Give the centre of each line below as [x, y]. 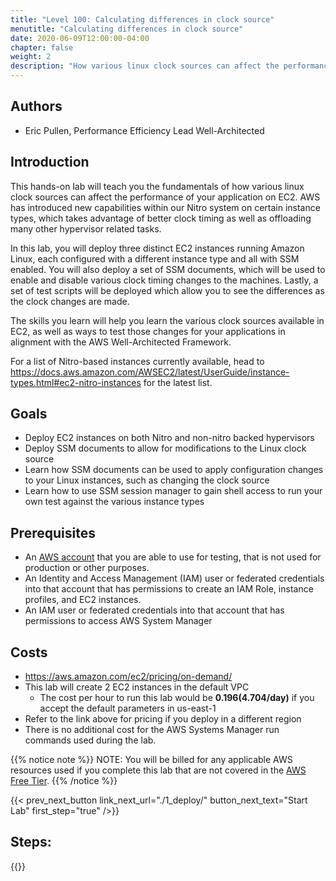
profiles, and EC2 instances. [83, 600]
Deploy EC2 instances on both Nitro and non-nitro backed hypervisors [169, 438]
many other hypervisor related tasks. [86, 228]
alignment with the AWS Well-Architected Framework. [121, 342]
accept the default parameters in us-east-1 [128, 708]
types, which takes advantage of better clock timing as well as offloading [161, 218]
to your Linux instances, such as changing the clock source [147, 480]
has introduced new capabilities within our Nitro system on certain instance [165, 207]
